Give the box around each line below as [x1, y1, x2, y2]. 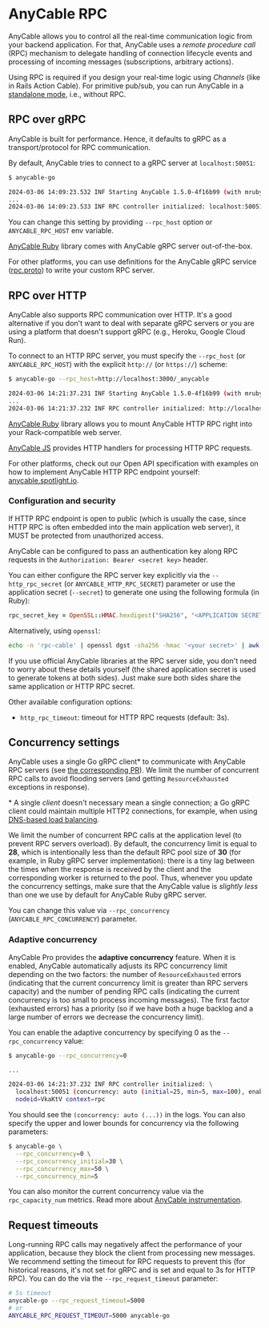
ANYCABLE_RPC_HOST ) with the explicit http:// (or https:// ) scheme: [8, 360, 228, 369]
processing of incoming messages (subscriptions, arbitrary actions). [8, 57, 234, 67]
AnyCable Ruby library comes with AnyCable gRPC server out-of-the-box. [8, 241, 253, 251]
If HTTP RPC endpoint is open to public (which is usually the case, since [8, 514, 247, 523]
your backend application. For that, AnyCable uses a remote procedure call [8, 39, 256, 49]
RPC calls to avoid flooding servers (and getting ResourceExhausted [8, 774, 229, 784]
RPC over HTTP [8, 289, 86, 302]
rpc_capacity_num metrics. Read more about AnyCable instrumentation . [8, 1195, 243, 1205]
